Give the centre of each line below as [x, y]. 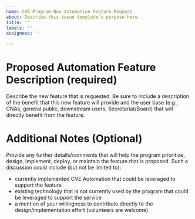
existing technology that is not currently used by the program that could [101, 191]
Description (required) [62, 80]
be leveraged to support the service [58, 198]
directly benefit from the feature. [46, 115]
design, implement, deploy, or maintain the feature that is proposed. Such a [97, 161]
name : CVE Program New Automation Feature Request [69, 11]
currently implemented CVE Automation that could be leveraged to [95, 179]
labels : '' [19, 28]
